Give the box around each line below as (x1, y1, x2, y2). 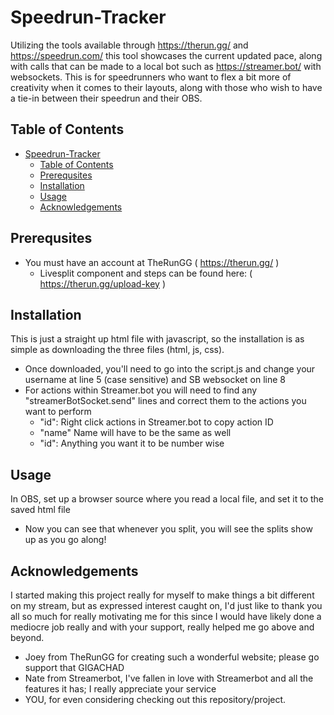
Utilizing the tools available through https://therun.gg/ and (10, 39, 249, 51)
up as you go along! (24, 534, 107, 546)
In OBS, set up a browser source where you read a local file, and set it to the (10, 493, 324, 505)
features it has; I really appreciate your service (24, 683, 217, 695)
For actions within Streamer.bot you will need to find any (24, 384, 258, 396)
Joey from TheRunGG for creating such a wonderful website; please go (24, 651, 320, 663)
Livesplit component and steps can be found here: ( (39, 267, 253, 279)
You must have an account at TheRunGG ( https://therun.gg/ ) (24, 256, 280, 268)
